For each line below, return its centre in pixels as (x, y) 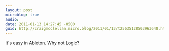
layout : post (19, 10)
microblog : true (22, 15)
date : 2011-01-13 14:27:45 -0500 (40, 24)
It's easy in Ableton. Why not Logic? (43, 43)
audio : (12, 19)
